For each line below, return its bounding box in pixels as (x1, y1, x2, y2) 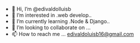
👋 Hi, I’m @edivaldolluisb (11, 6, 72, 12)
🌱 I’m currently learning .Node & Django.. (11, 18, 110, 24)
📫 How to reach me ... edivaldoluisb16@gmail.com (11, 31, 134, 37)
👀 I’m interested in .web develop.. (11, 12, 92, 19)
